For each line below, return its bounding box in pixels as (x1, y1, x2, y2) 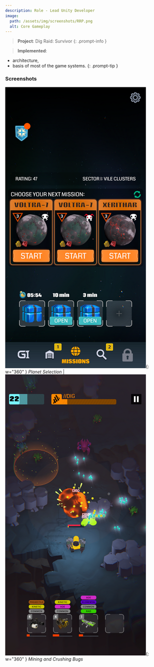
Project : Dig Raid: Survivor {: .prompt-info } (17, 38, 107, 44)
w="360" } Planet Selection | (5, 369, 65, 375)
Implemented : (17, 48, 47, 54)
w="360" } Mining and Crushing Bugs (5, 656, 83, 662)
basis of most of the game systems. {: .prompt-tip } (12, 63, 118, 69)
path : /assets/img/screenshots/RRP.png (9, 18, 93, 23)
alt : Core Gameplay (9, 24, 50, 29)
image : (5, 13, 19, 18)
